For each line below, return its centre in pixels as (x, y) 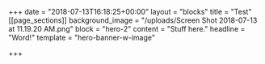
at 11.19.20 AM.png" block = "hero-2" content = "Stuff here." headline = (127, 29)
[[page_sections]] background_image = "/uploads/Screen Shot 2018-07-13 (133, 20)
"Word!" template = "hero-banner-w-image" (82, 37)
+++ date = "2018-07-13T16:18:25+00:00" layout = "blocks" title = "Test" (130, 12)
